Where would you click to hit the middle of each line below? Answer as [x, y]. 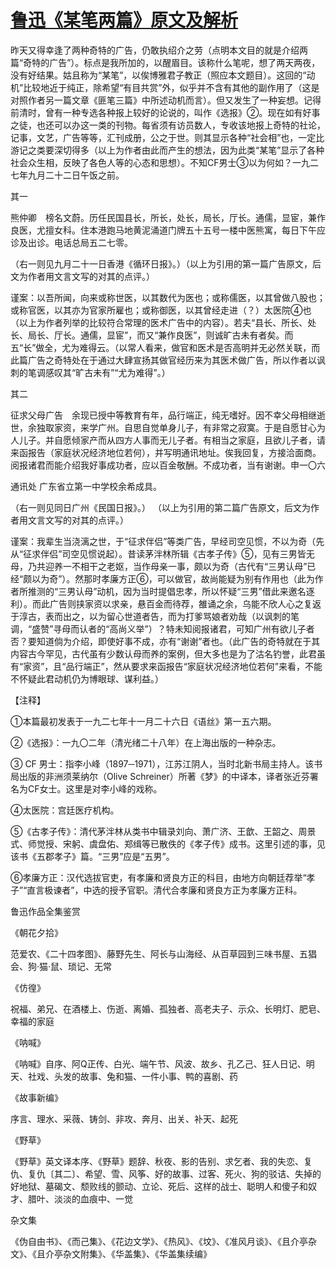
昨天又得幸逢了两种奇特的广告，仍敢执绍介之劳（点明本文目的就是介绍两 [159, 50]
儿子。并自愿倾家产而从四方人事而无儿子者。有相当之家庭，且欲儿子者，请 [172, 440]
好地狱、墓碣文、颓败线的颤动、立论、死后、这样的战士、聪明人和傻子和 [159, 1186]
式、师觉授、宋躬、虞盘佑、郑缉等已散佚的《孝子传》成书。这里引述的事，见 [168, 843]
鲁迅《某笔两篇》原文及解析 [124, 20]
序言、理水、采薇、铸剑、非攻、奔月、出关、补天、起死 [124, 1118]
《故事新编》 [36, 1097]
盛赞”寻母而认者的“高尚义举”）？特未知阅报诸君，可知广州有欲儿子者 [173, 628]
